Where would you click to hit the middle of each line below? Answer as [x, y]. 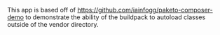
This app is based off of [42, 10]
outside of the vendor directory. [53, 24]
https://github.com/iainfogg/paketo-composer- [145, 10]
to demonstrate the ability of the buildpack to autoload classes [116, 17]
